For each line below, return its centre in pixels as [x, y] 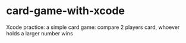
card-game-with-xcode [66, 11]
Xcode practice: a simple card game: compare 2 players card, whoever [93, 27]
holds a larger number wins [40, 33]
